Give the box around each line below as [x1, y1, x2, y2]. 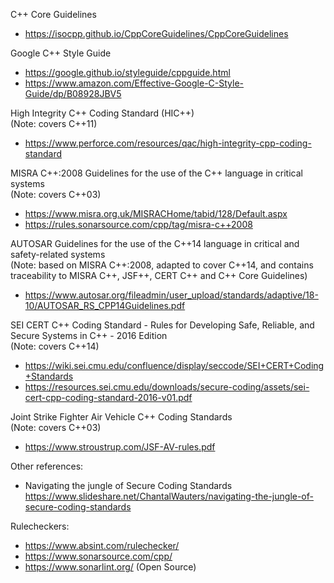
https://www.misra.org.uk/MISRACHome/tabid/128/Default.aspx [24, 208, 288, 219]
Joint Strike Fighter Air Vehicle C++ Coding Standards [10, 411, 233, 423]
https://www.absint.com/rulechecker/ [24, 540, 180, 551]
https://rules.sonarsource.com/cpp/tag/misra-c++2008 [24, 219, 253, 230]
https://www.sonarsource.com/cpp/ [24, 550, 173, 562]
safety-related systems [10, 249, 106, 260]
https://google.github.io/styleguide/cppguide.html [24, 67, 231, 78]
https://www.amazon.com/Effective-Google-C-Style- [24, 77, 244, 89]
